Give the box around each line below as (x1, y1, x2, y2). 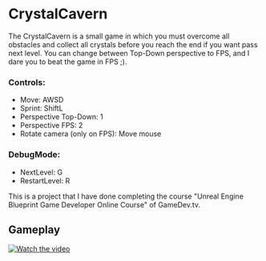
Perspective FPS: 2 (19, 121, 83, 130)
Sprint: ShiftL (19, 103, 63, 113)
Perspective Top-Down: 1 (19, 112, 103, 122)
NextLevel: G (19, 167, 63, 177)
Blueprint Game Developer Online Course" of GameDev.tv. (8, 199, 201, 209)
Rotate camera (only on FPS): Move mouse (19, 129, 162, 139)
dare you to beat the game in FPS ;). (8, 57, 127, 66)
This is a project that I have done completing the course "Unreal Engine (8, 191, 244, 201)
